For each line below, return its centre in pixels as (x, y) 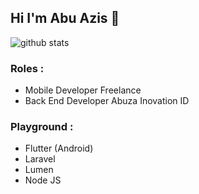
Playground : (42, 127)
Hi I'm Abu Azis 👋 (65, 18)
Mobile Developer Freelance (83, 90)
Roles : (27, 68)
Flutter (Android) (59, 148)
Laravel (40, 159)
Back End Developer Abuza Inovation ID (107, 101)
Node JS (43, 180)
